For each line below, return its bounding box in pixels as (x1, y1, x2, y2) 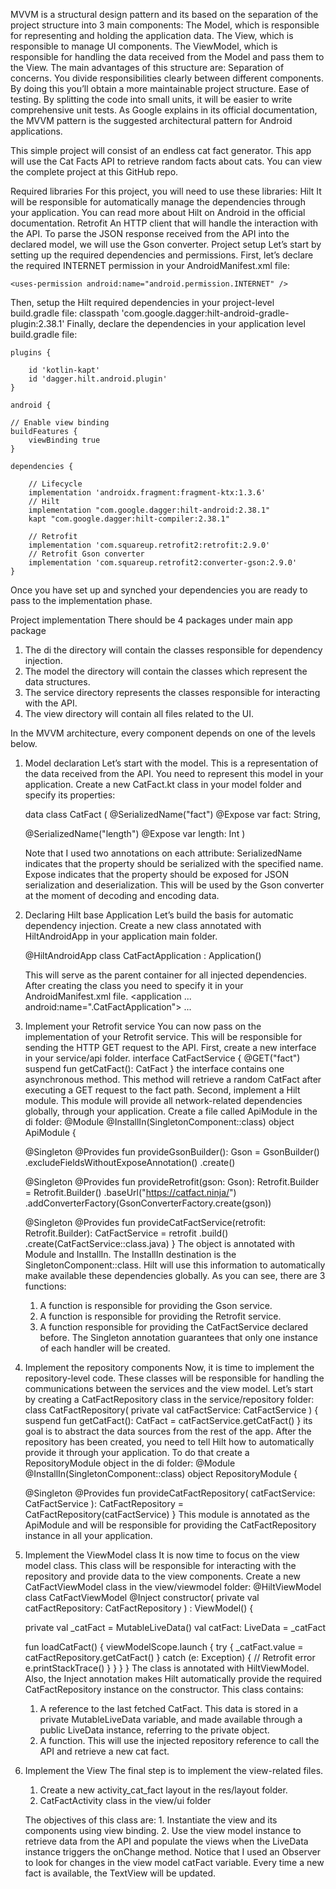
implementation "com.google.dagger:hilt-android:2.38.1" (28, 505, 271, 515)
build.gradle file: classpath (10, 307, 120, 319)
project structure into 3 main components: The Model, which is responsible (10, 19, 320, 31)
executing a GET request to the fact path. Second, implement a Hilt (24, 1084, 301, 1096)
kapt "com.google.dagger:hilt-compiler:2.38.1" (28, 514, 230, 524)
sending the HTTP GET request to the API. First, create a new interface (24, 1042, 317, 1053)
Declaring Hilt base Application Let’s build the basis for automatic (24, 909, 294, 921)
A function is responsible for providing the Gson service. (39, 1300, 273, 1311)
